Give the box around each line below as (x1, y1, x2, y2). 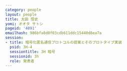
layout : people (5, 12, 37, 17)
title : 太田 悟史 (5, 16, 38, 21)
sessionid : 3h (9, 53, 39, 59)
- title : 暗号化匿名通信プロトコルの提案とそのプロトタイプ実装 (5, 40, 122, 45)
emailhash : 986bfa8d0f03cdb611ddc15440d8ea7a (5, 30, 101, 35)
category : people (5, 7, 41, 12)
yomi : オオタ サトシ (5, 21, 43, 26)
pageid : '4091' (5, 26, 37, 31)
